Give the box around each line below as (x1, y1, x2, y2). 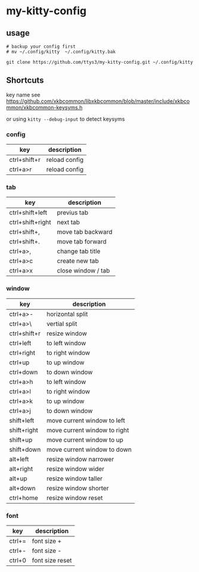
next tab (57, 218, 80, 227)
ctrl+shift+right (9, 218, 52, 227)
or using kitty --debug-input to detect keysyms (6, 115, 125, 123)
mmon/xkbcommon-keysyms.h (6, 104, 83, 111)
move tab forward (57, 237, 107, 246)
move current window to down (46, 445, 132, 454)
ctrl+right (9, 348, 36, 357)
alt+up (9, 474, 27, 483)
